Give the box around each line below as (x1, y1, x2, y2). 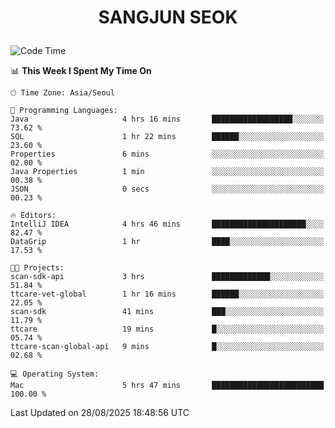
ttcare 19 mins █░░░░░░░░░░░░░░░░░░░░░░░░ (10, 324, 325, 335)
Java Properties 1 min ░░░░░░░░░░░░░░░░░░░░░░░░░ (10, 167, 325, 177)
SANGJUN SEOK (98, 6, 238, 29)
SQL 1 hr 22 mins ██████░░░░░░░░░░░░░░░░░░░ (10, 132, 325, 142)
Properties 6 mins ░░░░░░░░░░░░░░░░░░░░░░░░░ (10, 149, 325, 160)
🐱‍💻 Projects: (10, 263, 65, 273)
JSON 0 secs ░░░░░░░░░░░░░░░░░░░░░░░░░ (10, 184, 325, 195)
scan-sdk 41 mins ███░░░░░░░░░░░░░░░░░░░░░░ (10, 307, 325, 317)
